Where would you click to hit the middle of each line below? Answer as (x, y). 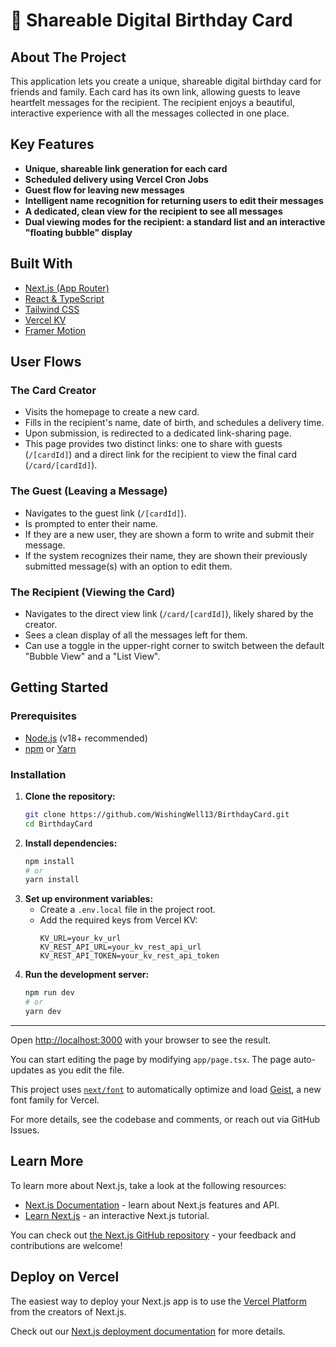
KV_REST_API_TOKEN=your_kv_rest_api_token (129, 956)
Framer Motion (55, 330)
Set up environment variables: (89, 899)
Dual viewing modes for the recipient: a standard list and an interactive (175, 221)
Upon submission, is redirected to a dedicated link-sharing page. (158, 433)
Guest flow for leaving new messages (104, 190)
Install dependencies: (71, 843)
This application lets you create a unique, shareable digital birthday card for (166, 81)
